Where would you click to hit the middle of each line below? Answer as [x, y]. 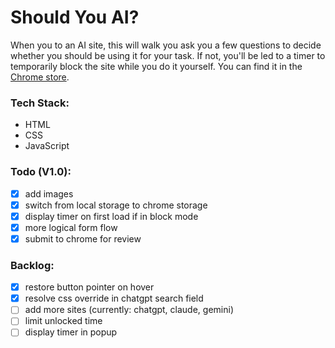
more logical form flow [71, 227]
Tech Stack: [40, 103]
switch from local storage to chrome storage [116, 205]
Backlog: [32, 265]
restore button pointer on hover [89, 287]
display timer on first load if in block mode [111, 216]
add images [49, 193]
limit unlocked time [63, 321]
